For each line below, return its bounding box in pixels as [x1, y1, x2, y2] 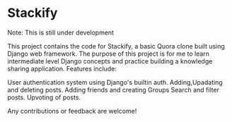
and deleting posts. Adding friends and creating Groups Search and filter [7, 85, 219, 94]
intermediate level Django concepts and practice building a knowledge [7, 56, 213, 65]
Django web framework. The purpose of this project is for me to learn [7, 49, 210, 58]
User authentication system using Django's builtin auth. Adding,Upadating [7, 78, 223, 86]
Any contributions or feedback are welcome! [7, 106, 137, 115]
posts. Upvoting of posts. [7, 93, 81, 102]
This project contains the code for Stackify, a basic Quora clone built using [7, 42, 225, 50]
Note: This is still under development [7, 28, 115, 37]
